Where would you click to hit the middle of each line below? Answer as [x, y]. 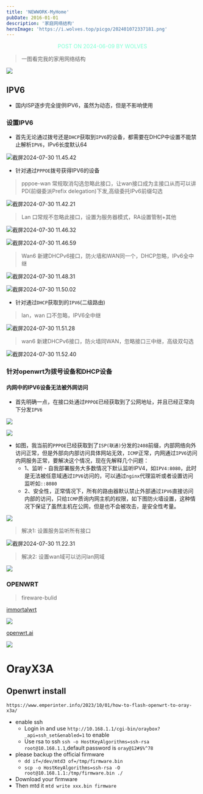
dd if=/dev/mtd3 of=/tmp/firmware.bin [73, 761]
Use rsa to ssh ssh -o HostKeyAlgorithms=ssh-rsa [87, 741]
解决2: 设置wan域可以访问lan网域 [63, 557]
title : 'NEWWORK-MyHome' [38, 12]
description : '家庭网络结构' [41, 23]
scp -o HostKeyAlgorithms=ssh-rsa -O [72, 768]
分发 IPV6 [31, 410]
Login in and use [45, 728]
